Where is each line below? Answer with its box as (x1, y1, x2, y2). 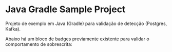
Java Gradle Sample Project (5, 4, 126, 15)
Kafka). (5, 25, 21, 32)
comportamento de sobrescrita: (5, 41, 73, 47)
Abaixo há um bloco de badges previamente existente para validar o (5, 36, 150, 42)
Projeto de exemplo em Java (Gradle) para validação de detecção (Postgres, (5, 20, 167, 27)
